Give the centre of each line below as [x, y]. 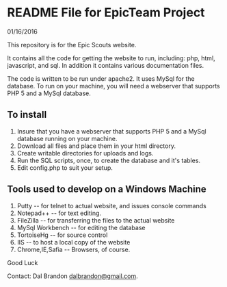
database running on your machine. [67, 138]
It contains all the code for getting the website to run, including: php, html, [111, 58]
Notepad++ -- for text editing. [59, 213]
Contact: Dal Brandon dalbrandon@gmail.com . [72, 276]
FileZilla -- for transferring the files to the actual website [96, 220]
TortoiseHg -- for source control [62, 235]
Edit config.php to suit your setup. [65, 167]
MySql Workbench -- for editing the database [81, 227]
